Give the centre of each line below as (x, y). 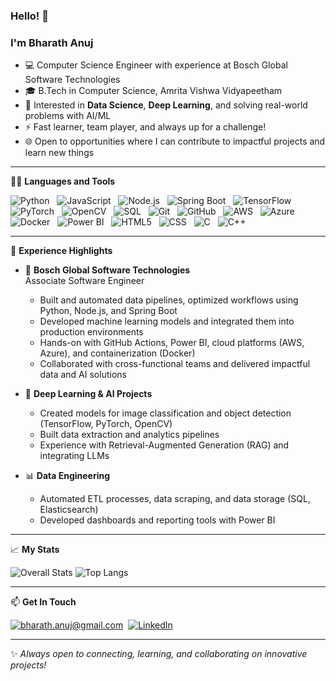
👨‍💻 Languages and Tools (63, 181)
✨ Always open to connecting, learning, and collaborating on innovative (159, 654)
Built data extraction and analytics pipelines (129, 435)
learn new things (59, 153)
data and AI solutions (83, 375)
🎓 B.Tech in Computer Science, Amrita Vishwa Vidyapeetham (153, 91)
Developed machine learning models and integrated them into (167, 321)
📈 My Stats (35, 550)
